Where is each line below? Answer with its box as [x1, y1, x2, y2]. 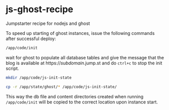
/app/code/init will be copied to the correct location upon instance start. [6, 99, 158, 105]
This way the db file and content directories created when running [6, 93, 144, 99]
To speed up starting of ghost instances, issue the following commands [6, 30, 155, 36]
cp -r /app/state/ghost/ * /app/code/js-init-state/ [6, 84, 117, 89]
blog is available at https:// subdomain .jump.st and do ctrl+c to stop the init [6, 60, 162, 66]
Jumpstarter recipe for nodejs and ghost [6, 20, 90, 26]
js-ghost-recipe [6, 4, 74, 15]
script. [6, 65, 19, 71]
